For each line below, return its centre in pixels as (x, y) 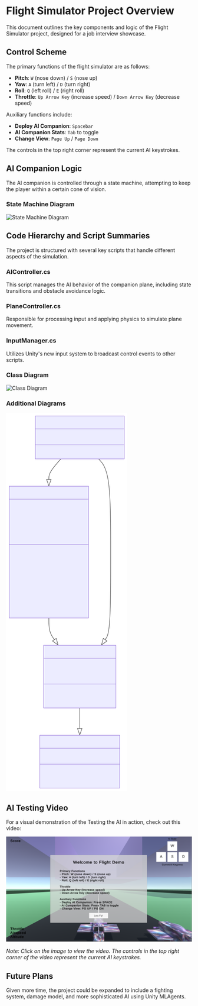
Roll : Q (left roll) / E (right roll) (49, 90)
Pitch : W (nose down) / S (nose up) (56, 77)
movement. (20, 325)
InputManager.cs (31, 341)
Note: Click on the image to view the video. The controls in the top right (93, 951)
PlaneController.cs (33, 306)
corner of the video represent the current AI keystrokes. (74, 958)
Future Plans (30, 976)
